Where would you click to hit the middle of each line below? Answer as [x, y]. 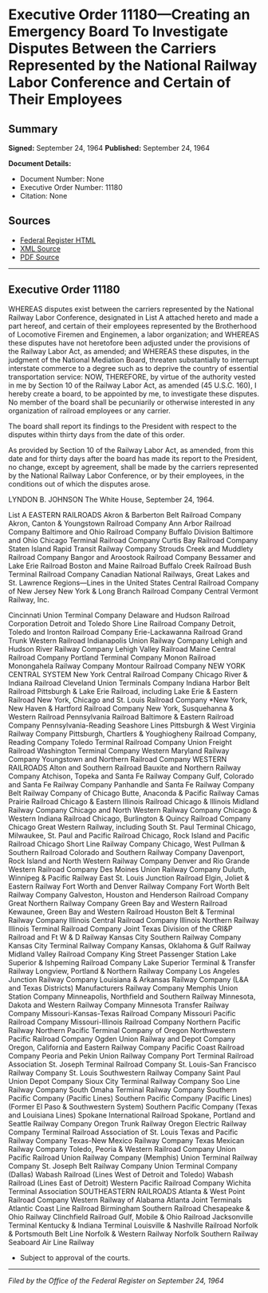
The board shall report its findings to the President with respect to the [122, 426]
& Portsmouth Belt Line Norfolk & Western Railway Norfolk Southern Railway [133, 1233]
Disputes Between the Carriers [112, 49]
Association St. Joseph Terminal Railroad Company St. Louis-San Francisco [132, 1064]
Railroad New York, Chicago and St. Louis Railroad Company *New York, [128, 700]
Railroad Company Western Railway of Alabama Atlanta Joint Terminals [125, 1200]
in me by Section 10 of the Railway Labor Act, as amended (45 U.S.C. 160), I [132, 385]
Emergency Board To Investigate [118, 32]
